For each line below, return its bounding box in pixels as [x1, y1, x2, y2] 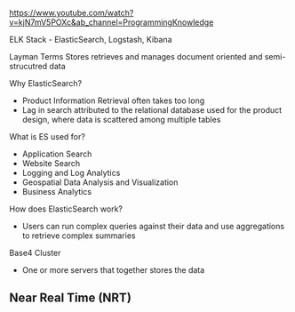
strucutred [9, 61, 48, 71]
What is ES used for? [9, 132, 86, 141]
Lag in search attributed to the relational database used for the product [21, 105, 283, 115]
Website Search [21, 158, 81, 168]
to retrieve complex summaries [21, 230, 136, 241]
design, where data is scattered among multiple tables [21, 115, 221, 124]
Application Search [21, 148, 92, 159]
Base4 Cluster [9, 248, 61, 258]
